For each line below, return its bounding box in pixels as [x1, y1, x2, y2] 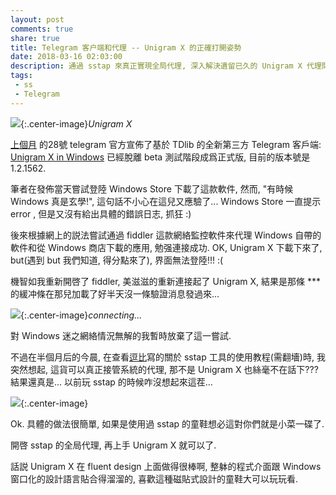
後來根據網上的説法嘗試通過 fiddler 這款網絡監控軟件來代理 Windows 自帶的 [10, 229, 322, 241]
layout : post [10, 14, 65, 25]
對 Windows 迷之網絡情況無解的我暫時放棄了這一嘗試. [10, 329, 232, 341]
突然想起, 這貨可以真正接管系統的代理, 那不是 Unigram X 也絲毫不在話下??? [10, 363, 319, 375]
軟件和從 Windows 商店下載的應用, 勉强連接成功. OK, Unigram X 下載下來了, [10, 241, 323, 253]
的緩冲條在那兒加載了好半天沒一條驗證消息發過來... [10, 287, 220, 300]
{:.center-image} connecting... [20, 309, 143, 321]
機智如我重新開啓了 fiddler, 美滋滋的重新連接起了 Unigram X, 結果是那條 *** [10, 275, 322, 287]
